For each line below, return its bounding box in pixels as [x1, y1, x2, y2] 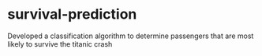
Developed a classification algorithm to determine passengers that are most [7, 31, 254, 40]
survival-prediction [7, 5, 137, 23]
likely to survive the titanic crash [7, 39, 113, 48]
